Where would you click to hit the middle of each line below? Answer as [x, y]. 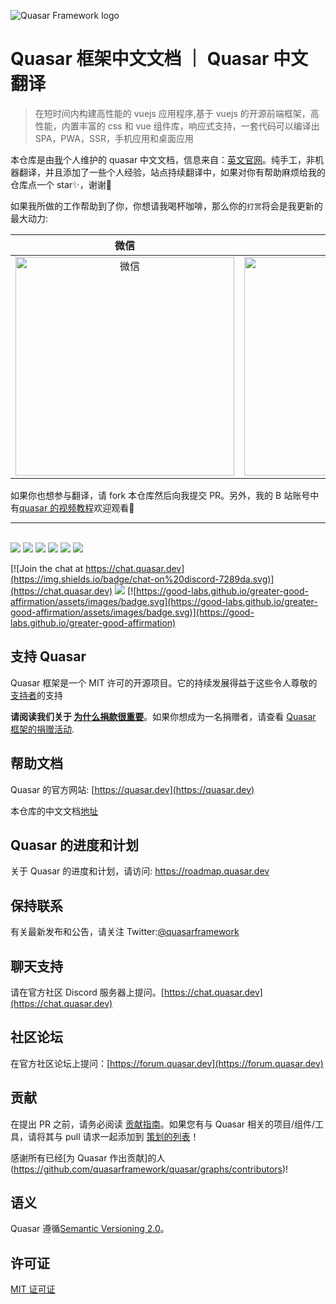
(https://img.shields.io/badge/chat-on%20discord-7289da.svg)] [142, 579]
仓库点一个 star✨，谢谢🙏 [61, 184]
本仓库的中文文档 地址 [54, 811]
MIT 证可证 [33, 1289]
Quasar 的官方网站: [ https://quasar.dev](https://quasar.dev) [132, 789]
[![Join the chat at [47, 568]
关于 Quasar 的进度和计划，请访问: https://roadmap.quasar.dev [140, 871]
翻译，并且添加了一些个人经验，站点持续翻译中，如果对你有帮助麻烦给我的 [172, 172]
